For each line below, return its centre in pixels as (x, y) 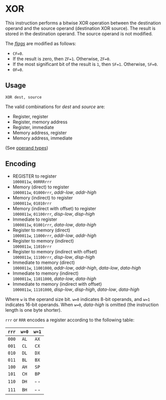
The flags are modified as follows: (41, 43)
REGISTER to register (34, 176)
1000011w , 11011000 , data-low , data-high (54, 278)
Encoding (21, 164)
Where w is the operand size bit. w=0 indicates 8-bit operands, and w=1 (78, 299)
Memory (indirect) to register (43, 197)
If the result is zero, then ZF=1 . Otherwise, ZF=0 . (61, 58)
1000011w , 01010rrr (32, 203)
